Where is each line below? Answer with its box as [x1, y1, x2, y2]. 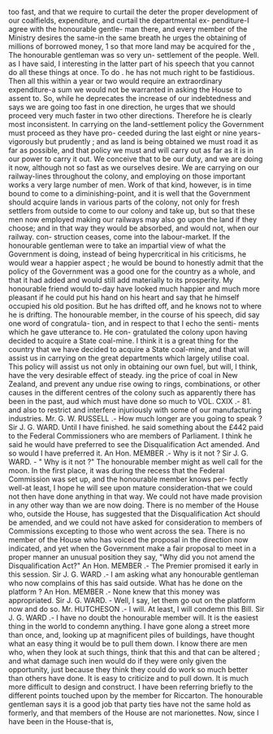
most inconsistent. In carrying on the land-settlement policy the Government [8, 120, 264, 129]
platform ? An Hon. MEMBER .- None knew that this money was [8, 587, 221, 596]
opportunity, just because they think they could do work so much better [8, 665, 249, 675]
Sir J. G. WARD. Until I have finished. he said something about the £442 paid [8, 423, 264, 432]
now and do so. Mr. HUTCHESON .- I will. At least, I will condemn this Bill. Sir [8, 604, 265, 613]
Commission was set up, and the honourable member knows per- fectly [8, 474, 249, 484]
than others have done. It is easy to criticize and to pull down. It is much [8, 674, 249, 683]
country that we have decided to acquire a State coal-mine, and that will [8, 345, 249, 354]
